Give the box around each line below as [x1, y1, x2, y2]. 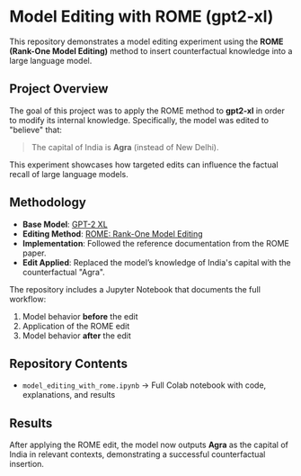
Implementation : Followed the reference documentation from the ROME [22, 238, 289, 248]
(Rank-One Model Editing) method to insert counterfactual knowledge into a [9, 45, 293, 56]
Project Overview [9, 81, 109, 96]
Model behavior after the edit [22, 330, 132, 341]
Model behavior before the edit [22, 310, 138, 321]
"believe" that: [9, 124, 63, 135]
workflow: [9, 293, 47, 304]
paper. [22, 247, 47, 258]
